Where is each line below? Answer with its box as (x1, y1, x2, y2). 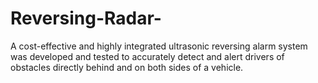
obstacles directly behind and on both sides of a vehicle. (10, 61, 244, 73)
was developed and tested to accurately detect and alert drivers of (10, 50, 285, 62)
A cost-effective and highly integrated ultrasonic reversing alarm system (10, 40, 308, 52)
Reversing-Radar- (10, 7, 162, 30)
